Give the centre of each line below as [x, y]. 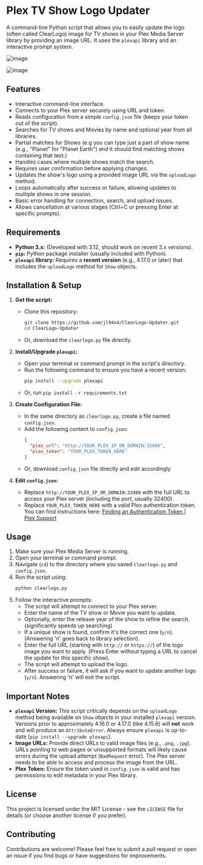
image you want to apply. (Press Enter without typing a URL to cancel [111, 652]
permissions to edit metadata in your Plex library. [76, 775]
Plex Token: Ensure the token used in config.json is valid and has [97, 769]
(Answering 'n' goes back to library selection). [82, 639]
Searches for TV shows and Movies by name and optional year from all [103, 129]
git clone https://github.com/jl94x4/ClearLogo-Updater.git [101, 323]
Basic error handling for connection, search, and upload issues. [94, 200]
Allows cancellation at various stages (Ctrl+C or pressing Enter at [97, 207]
